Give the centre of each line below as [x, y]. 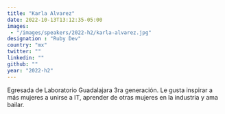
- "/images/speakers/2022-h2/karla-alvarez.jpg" [81, 32]
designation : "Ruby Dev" [44, 39]
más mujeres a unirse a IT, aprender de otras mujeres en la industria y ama [113, 97]
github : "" [23, 64]
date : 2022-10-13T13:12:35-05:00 [55, 20]
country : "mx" [27, 45]
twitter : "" [24, 52]
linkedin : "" [26, 58]
